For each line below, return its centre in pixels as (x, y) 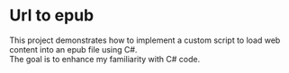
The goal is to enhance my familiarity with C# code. (105, 59)
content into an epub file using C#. (73, 49)
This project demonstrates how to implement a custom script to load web (145, 40)
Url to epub (52, 16)
